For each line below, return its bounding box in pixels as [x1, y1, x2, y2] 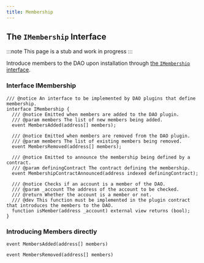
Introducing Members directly [6, 227, 97, 235]
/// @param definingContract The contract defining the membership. [12, 165, 191, 171]
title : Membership [6, 9, 53, 15]
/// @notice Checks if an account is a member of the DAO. [12, 181, 166, 187]
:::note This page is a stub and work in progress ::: [6, 48, 133, 55]
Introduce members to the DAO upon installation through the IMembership [6, 59, 191, 67]
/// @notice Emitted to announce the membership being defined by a [12, 154, 191, 160]
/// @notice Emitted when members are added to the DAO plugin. [12, 111, 179, 117]
